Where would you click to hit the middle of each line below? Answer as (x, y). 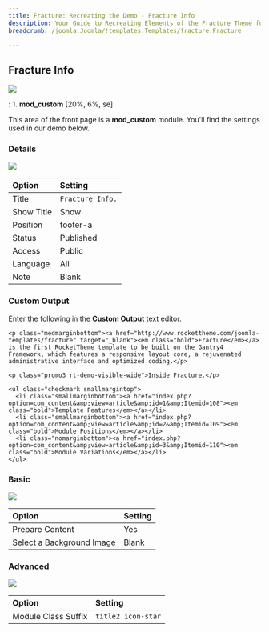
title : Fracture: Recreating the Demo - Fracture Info (102, 16)
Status (24, 238)
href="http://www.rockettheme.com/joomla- (188, 333)
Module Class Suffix (50, 617)
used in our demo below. (49, 128)
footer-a (76, 225)
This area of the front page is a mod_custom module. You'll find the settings (134, 120)
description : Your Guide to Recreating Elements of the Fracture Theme (130, 23)
